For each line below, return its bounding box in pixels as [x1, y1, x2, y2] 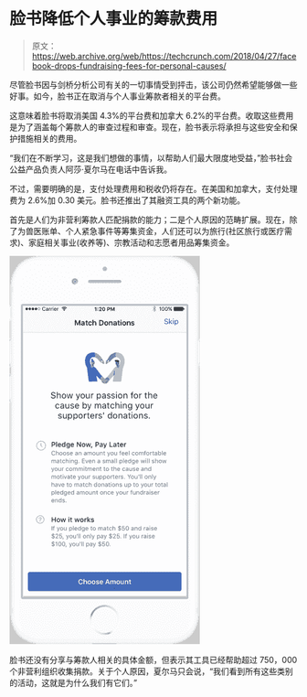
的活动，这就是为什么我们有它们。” [9, 677, 138, 688]
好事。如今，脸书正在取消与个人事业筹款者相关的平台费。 [9, 91, 226, 102]
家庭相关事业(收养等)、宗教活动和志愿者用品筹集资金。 [28, 237, 235, 248]
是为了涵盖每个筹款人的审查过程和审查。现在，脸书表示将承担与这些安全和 [9, 121, 290, 133]
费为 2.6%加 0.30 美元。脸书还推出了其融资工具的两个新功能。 [9, 194, 246, 206]
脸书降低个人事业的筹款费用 [9, 8, 218, 29]
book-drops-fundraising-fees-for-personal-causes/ [31, 60, 227, 71]
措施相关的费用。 [16, 133, 82, 144]
